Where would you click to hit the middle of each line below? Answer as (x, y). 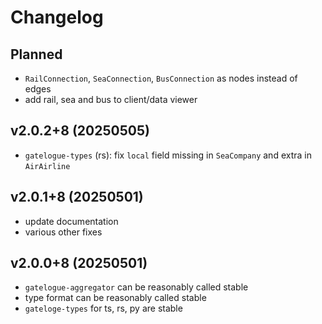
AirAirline (47, 166)
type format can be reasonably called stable (115, 298)
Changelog (57, 17)
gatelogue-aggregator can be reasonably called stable (136, 287)
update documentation (71, 221)
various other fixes (63, 232)
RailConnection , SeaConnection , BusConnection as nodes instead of (161, 78)
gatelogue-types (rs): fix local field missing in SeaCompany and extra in (168, 155)
